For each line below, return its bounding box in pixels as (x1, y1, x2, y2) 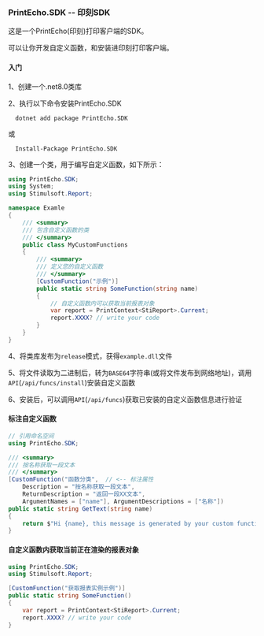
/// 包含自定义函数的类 (22, 226, 90, 234)
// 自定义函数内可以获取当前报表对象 (49, 299, 155, 307)
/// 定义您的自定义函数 (36, 262, 104, 271)
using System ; (8, 183, 55, 191)
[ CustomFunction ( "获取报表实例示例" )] (8, 585, 126, 593)
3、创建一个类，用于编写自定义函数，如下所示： (8, 159, 164, 169)
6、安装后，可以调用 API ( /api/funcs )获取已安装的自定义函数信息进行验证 (8, 394, 242, 404)
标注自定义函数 (8, 414, 57, 423)
